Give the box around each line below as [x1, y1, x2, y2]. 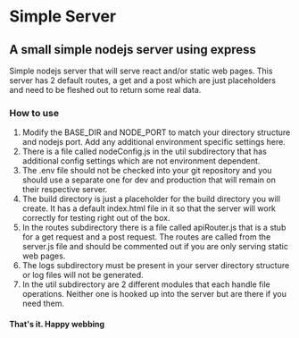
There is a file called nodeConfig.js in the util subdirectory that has [21, 146, 268, 157]
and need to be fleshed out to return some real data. [9, 85, 202, 95]
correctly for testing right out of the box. [21, 213, 171, 224]
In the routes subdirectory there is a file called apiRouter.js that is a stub [21, 222, 287, 233]
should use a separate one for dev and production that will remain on [21, 174, 277, 185]
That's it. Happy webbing [9, 318, 105, 329]
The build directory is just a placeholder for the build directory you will [21, 194, 281, 205]
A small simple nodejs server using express [9, 42, 257, 57]
